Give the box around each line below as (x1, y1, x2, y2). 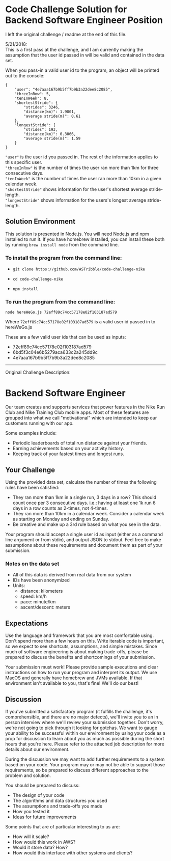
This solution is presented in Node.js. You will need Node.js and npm (5, 231, 149, 237)
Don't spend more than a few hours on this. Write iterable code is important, (5, 638, 164, 644)
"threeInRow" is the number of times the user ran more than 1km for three (5, 164, 159, 171)
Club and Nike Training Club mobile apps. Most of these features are (5, 409, 149, 415)
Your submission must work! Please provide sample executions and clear (5, 664, 159, 670)
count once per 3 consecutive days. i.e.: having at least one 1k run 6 (12, 500, 156, 506)
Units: (12, 582, 25, 589)
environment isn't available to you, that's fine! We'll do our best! (5, 680, 139, 686)
